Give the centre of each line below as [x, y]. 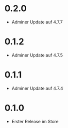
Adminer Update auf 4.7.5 [37, 55]
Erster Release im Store [35, 121]
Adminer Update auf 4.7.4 [37, 88]
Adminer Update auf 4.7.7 [37, 22]
